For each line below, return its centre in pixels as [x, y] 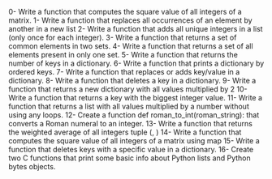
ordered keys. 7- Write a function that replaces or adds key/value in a [124, 72]
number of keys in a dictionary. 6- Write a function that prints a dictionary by [136, 63]
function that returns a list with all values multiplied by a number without [129, 106]
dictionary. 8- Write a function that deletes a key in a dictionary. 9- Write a [132, 81]
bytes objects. [32, 166]
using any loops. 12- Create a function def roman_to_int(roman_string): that [134, 115]
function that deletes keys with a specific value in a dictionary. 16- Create [131, 149]
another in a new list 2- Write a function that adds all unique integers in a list [136, 29]
